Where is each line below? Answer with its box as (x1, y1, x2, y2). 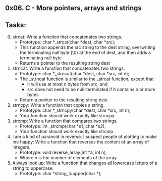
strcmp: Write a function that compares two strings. (12, 118, 118, 124)
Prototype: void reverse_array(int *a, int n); (19, 149, 108, 155)
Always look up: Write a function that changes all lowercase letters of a (12, 160, 158, 166)
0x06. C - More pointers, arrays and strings (5, 4, 142, 12)
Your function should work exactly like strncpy (19, 113, 115, 119)
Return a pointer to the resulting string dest (19, 97, 108, 103)
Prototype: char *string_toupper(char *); (19, 171, 102, 177)
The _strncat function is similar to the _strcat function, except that (19, 76, 154, 82)
